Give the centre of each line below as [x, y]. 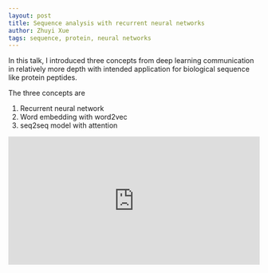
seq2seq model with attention [69, 125]
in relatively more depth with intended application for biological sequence [129, 69]
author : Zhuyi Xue [39, 30]
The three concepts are [47, 93]
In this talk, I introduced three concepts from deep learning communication [131, 61]
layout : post [30, 16]
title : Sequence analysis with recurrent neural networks [106, 23]
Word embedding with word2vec [73, 117]
